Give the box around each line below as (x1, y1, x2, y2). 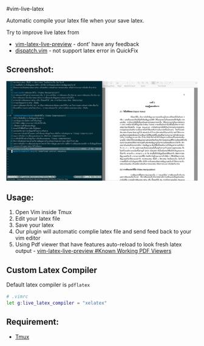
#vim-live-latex (6, 5, 44, 12)
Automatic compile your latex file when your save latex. (6, 17, 144, 24)
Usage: (6, 193, 35, 203)
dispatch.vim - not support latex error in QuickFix (15, 47, 138, 54)
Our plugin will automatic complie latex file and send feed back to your (15, 228, 192, 235)
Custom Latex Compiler (6, 265, 97, 275)
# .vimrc (6, 294, 29, 300)
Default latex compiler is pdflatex (6, 281, 90, 288)
